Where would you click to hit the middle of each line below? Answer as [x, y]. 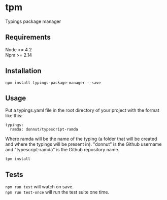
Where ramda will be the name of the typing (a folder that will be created [81, 139]
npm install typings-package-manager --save [53, 83]
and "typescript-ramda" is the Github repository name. [62, 150]
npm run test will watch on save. [39, 187]
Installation [23, 71]
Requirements [28, 37]
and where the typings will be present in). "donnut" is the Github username [83, 144]
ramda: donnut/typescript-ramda [44, 129]
